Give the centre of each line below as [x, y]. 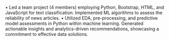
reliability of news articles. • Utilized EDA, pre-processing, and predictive [82, 18]
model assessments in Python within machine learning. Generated [74, 23]
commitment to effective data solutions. [47, 34]
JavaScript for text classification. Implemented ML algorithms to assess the [84, 13]
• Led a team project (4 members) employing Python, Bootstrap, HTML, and [85, 7]
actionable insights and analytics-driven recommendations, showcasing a [82, 29]
